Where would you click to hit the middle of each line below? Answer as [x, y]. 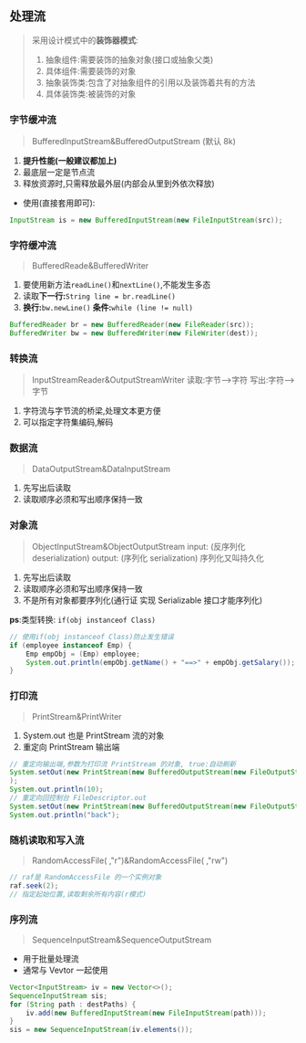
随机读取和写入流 [47, 840]
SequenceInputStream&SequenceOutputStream [122, 940]
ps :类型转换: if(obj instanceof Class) [83, 619]
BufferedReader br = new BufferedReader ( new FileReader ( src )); [132, 325]
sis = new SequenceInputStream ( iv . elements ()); [102, 1030]
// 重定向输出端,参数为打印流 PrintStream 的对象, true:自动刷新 [123, 764]
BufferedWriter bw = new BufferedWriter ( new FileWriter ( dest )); [134, 333]
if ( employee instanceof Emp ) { [71, 645]
